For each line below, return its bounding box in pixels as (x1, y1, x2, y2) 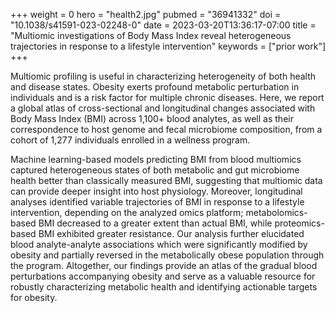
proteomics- (274, 217, 325, 229)
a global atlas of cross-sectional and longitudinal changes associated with (10, 102, 316, 114)
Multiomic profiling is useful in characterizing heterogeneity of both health (10, 70, 317, 82)
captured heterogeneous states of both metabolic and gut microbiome (10, 164, 300, 176)
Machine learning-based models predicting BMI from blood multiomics (10, 154, 302, 165)
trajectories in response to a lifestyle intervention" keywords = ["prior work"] (10, 40, 327, 52)
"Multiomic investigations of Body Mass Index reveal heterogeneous (10, 30, 292, 41)
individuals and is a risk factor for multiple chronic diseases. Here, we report (10, 92, 325, 103)
